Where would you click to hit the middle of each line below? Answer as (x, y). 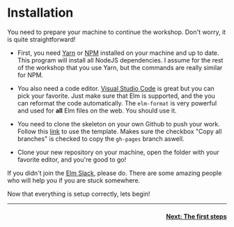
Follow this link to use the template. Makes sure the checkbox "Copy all (119, 131)
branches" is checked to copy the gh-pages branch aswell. (101, 138)
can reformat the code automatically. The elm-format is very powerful (117, 103)
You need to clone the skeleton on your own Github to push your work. (119, 124)
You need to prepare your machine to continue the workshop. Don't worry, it (117, 32)
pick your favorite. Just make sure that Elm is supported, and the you (116, 96)
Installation (40, 13)
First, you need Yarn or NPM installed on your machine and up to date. (118, 53)
